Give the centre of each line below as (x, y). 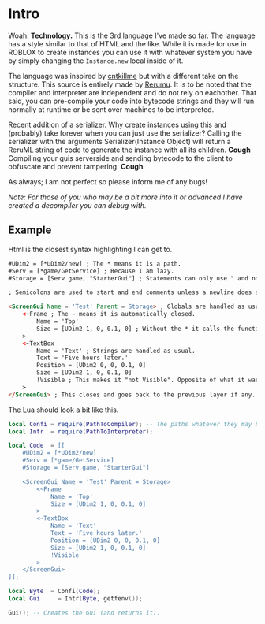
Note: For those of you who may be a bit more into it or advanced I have (125, 197)
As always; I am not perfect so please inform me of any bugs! (108, 181)
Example (30, 230)
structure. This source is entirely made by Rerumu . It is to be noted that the (130, 84)
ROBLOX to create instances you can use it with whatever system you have (130, 52)
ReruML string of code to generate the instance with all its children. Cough (129, 150)
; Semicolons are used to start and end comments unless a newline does (130, 292)
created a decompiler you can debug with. (78, 205)
